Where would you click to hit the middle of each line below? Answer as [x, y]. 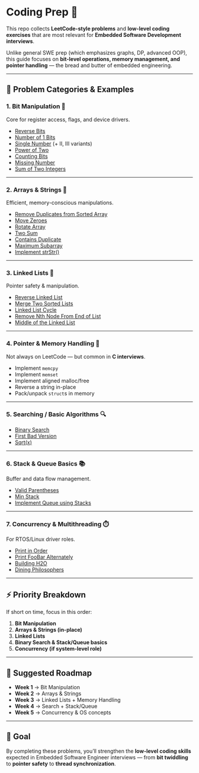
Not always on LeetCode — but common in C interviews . [76, 356]
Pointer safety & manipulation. [43, 286]
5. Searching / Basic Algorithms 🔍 [56, 414]
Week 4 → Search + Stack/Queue [56, 707]
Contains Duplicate [38, 239]
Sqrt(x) [23, 442]
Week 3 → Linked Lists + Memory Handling [68, 700]
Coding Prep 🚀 [42, 12]
